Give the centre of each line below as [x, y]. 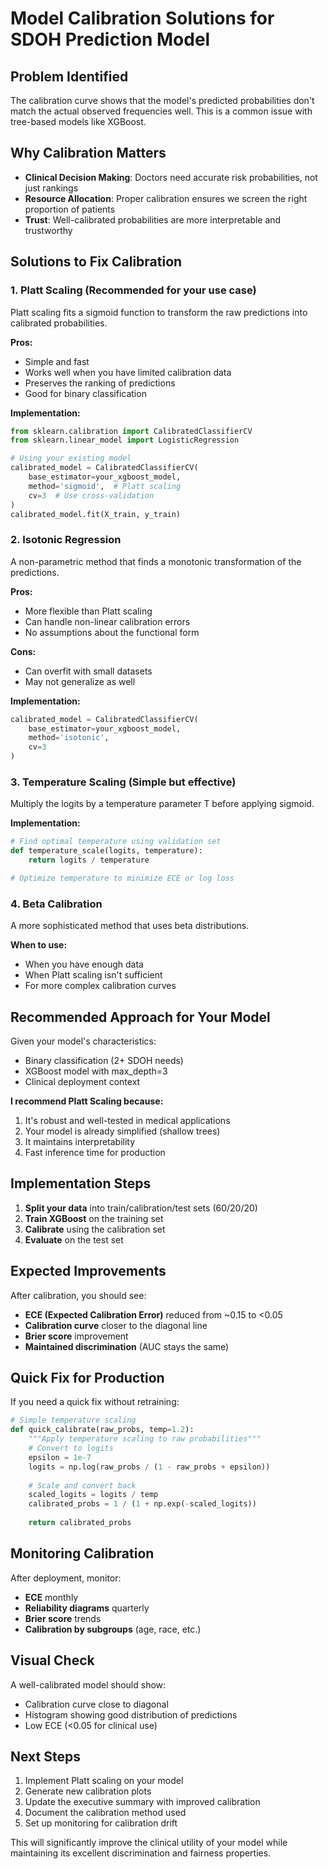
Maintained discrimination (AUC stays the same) [127, 1346]
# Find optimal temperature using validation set [116, 842]
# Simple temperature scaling [73, 1420]
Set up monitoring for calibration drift [101, 1823]
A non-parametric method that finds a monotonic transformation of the [156, 561]
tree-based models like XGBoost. [78, 121]
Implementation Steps [81, 1183]
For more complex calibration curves [100, 986]
